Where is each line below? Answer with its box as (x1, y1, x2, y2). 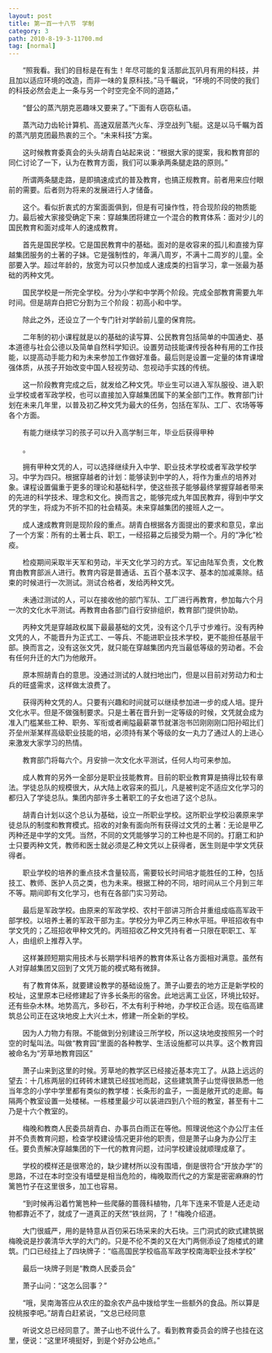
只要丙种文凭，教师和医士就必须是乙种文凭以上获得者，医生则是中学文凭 (15, 841, 257, 851)
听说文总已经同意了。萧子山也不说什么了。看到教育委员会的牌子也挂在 (22, 1325, 257, 1335)
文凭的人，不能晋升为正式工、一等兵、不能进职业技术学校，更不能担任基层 (8, 632, 257, 642)
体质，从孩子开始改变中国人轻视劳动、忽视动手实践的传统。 (15, 363, 215, 373)
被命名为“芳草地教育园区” (8, 1049, 93, 1058)
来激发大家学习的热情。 (8, 738, 87, 748)
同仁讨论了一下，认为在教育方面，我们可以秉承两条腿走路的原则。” (8, 157, 228, 167)
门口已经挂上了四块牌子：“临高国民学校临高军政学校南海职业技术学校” (22, 1247, 257, 1256)
